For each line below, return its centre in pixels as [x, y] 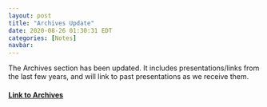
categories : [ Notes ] [43, 38]
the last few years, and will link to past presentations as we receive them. [129, 77]
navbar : [21, 46]
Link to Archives [36, 95]
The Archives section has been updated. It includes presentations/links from [134, 68]
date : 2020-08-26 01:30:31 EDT [60, 30]
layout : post [30, 16]
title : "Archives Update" [51, 23]
